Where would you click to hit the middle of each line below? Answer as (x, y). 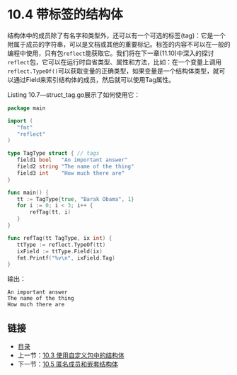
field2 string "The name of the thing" (75, 167)
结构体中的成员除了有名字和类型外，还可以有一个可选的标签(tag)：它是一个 (117, 35)
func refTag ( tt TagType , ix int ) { (60, 238)
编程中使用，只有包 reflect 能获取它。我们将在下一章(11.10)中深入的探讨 (111, 53)
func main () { (28, 192)
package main (27, 108)
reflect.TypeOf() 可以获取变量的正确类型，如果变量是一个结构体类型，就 (113, 71)
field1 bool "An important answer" (73, 160)
